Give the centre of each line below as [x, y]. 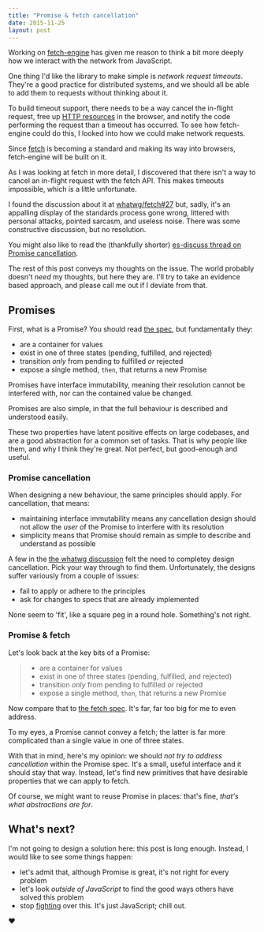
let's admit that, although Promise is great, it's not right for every [124, 872]
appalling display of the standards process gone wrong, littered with [119, 213]
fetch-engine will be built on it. [58, 157]
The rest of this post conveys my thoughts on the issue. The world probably [131, 268]
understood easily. [38, 417]
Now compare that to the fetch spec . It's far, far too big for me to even [122, 708]
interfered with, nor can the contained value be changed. [100, 393]
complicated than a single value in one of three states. [96, 740]
